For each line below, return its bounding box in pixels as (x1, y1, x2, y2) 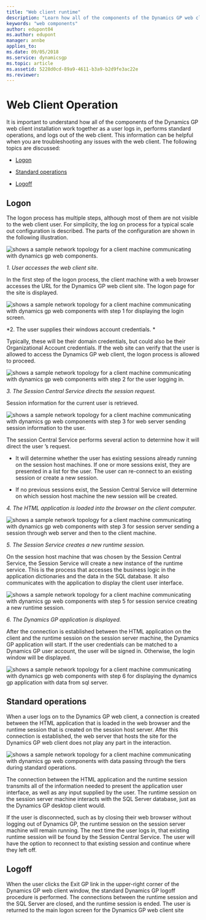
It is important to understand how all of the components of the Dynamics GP (6, 118, 199, 126)
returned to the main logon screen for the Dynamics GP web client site (6, 906, 184, 914)
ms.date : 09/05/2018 (6, 49, 59, 55)
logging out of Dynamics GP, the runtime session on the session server (6, 820, 186, 827)
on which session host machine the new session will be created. (15, 493, 178, 500)
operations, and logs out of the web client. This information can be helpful (6, 131, 194, 139)
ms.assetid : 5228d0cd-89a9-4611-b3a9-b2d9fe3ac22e (6, 66, 139, 72)
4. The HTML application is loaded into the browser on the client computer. (6, 504, 196, 512)
